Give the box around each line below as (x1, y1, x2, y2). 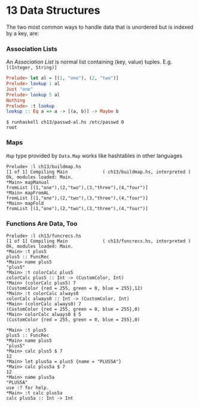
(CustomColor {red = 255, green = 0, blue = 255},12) (6, 285, 143, 291)
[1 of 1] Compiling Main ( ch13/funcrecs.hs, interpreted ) (6, 238, 191, 244)
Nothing (6, 97, 26, 104)
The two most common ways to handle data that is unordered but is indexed (6, 23, 194, 31)
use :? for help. (6, 384, 50, 391)
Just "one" (6, 86, 33, 92)
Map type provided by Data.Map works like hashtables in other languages (6, 152, 183, 159)
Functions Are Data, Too (6, 219, 78, 227)
